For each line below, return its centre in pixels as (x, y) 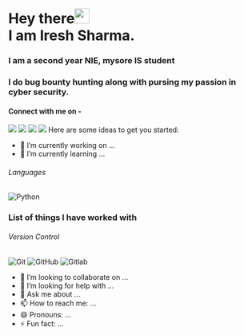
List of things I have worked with (73, 217)
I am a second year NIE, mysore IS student (92, 61)
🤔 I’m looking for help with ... (67, 285)
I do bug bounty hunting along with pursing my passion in (122, 82)
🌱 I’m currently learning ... (62, 154)
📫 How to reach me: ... (58, 303)
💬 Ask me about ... (50, 294)
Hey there (42, 19)
